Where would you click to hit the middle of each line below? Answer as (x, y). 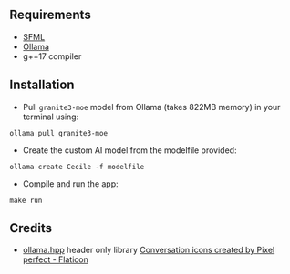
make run (26, 200)
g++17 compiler (52, 56)
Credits (31, 228)
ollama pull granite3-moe (58, 133)
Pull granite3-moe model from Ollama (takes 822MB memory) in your (151, 107)
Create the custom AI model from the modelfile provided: (129, 150)
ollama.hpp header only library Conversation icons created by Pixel (149, 250)
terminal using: (51, 117)
